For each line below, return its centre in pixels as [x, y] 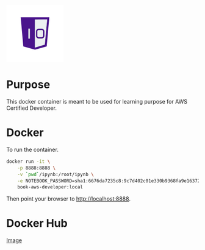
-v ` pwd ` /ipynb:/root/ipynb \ [56, 174]
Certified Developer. [31, 108]
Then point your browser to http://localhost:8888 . [69, 199]
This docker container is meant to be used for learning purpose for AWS [97, 101]
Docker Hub [37, 223]
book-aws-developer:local [50, 187]
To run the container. [33, 149]
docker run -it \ [28, 161]
